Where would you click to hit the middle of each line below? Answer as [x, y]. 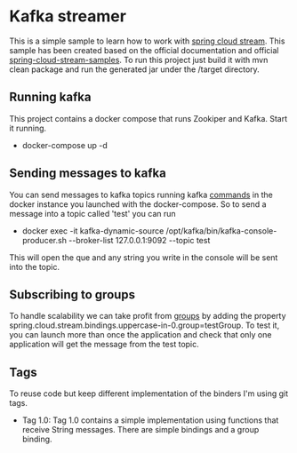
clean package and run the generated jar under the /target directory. [134, 69]
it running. [28, 128]
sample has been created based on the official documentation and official [144, 50]
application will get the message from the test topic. [104, 345]
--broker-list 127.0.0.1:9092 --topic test [139, 240]
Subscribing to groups [72, 294]
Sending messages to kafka [88, 174]
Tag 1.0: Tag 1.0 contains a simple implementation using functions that [150, 420]
